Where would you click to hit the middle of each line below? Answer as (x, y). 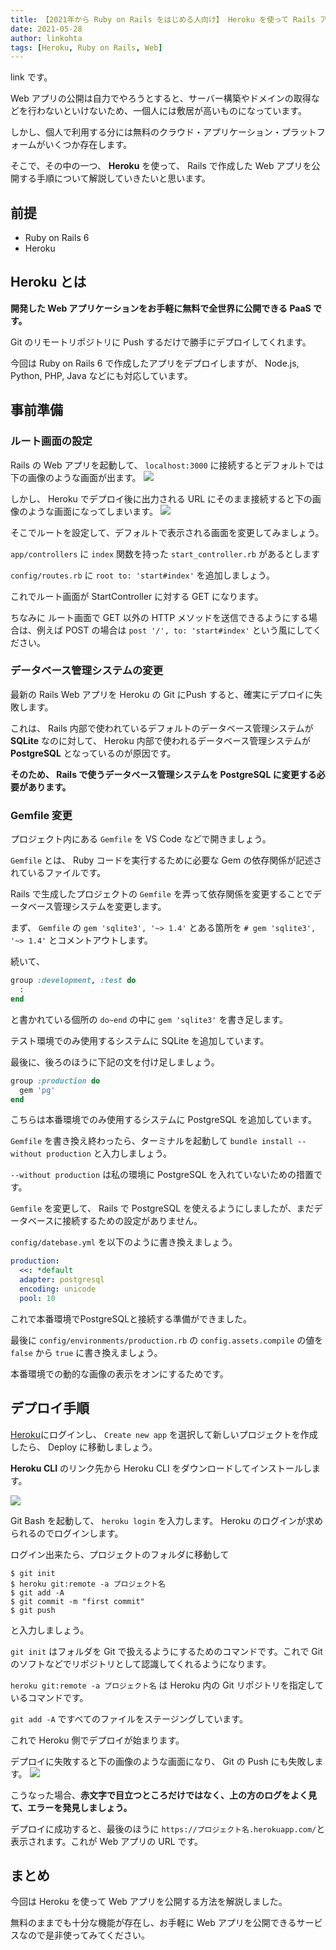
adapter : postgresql (62, 1280)
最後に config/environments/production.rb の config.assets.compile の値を (167, 1340)
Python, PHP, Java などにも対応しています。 (101, 375)
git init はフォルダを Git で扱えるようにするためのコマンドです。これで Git (166, 1651)
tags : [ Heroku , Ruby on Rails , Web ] (86, 47)
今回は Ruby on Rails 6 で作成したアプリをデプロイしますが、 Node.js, (155, 363)
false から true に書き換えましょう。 (86, 1352)
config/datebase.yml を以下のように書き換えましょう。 (124, 1242)
